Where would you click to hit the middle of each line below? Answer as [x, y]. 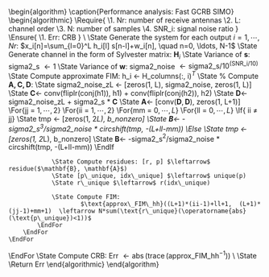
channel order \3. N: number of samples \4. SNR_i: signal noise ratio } [124, 29]
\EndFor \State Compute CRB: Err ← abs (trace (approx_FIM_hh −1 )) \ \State [133, 255]
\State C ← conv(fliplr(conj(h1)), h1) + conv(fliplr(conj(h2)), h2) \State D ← [128, 93]
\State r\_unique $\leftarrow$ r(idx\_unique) [131, 183]
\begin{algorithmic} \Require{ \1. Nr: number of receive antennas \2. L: [125, 20]
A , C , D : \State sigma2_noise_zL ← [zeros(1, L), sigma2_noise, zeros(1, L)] [130, 85]
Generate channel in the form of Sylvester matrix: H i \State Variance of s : [129, 56]
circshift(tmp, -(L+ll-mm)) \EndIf [61, 147]
